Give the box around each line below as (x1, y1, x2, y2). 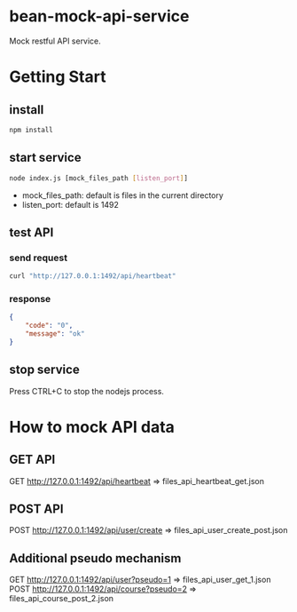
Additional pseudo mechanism (9, 551, 182, 566)
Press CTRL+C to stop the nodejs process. (9, 385, 164, 396)
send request (9, 251, 68, 264)
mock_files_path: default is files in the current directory (21, 189, 224, 201)
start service (9, 150, 82, 165)
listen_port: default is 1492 (21, 199, 120, 210)
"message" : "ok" (25, 330, 86, 338)
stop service (9, 362, 80, 378)
